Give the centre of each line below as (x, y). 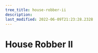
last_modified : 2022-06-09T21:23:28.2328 (49, 19)
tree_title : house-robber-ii (36, 10)
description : (19, 15)
